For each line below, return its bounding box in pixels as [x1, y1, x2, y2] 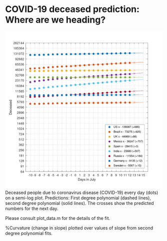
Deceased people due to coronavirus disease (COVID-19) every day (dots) [5, 189, 158, 195]
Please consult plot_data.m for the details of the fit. [5, 215, 110, 221]
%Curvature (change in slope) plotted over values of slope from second [5, 224, 153, 231]
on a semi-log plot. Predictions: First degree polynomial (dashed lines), [5, 194, 151, 201]
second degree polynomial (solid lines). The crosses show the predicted [5, 200, 154, 206]
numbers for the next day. [5, 205, 58, 211]
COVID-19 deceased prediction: [5, 4, 140, 15]
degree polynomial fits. [5, 230, 52, 236]
